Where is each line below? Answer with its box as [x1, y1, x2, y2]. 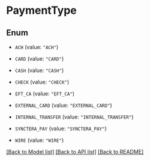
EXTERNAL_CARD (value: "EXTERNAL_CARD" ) [14, 102, 112, 109]
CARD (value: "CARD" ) [14, 55, 64, 62]
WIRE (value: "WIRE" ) [14, 136, 64, 144]
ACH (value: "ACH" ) [14, 43, 59, 50]
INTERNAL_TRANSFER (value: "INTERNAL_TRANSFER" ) [14, 114, 134, 120]
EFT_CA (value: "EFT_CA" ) [14, 90, 75, 97]
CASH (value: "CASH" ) [14, 67, 64, 74]
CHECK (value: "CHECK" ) [14, 79, 70, 85]
